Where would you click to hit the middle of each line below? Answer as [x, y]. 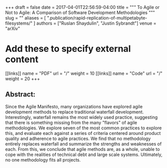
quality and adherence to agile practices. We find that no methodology [78, 138]
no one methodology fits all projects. [43, 159]
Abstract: [20, 95]
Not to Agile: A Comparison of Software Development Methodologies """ [80, 13]
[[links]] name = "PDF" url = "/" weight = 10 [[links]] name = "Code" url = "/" [84, 73]
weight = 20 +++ [23, 78]
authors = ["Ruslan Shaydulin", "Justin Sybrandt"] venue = [96, 23]
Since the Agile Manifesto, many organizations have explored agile [74, 106]
